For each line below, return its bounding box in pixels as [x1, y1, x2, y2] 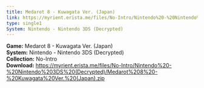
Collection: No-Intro [6, 55, 58, 63]
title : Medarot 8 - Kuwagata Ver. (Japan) [6, 8, 115, 15]
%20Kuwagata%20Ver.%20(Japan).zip [6, 75, 105, 82]
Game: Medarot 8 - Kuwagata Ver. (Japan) [6, 42, 114, 50]
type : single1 [6, 20, 42, 26]
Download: [6, 62, 35, 69]
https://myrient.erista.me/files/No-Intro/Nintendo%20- [35, 62, 172, 69]
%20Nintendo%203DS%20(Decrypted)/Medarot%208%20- [6, 68, 158, 76]
